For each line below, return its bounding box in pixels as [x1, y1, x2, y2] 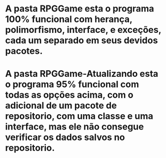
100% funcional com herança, [5, 13, 132, 25]
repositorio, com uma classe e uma [5, 111, 153, 122]
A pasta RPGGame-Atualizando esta [5, 68, 158, 80]
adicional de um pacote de [5, 100, 117, 111]
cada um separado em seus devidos [5, 35, 158, 46]
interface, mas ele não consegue [5, 121, 144, 133]
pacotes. [5, 45, 43, 57]
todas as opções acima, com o [5, 89, 133, 101]
